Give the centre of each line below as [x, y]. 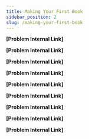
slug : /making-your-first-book [44, 22]
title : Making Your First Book [44, 11]
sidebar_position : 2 [32, 17]
